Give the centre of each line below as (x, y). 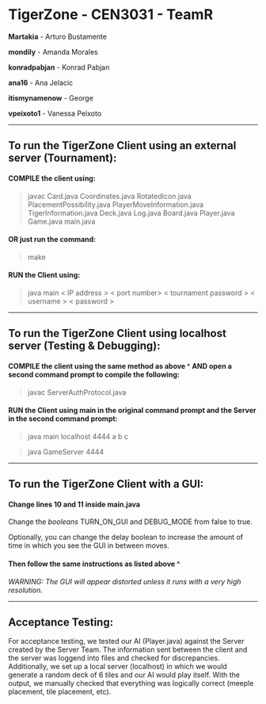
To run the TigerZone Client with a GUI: (106, 484)
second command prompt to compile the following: (94, 374)
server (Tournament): (63, 158)
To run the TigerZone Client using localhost (118, 333)
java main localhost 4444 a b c (78, 436)
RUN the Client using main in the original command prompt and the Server (132, 411)
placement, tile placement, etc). (60, 692)
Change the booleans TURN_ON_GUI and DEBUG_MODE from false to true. (131, 522)
